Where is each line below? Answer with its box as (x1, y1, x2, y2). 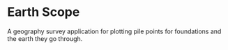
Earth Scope (7, 4, 80, 20)
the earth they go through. (7, 34, 83, 42)
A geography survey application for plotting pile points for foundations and (7, 27, 222, 35)
